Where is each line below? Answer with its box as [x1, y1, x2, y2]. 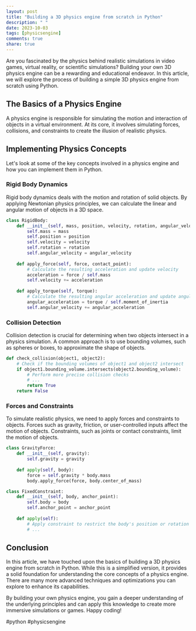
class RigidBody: [6, 217, 48, 223]
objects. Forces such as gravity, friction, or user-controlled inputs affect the [6, 421, 188, 428]
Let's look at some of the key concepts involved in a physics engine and [6, 159, 179, 167]
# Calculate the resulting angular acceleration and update [27, 294, 176, 300]
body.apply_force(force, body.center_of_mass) [27, 478, 142, 483]
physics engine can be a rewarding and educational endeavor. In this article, [6, 70, 190, 77]
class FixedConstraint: [6, 488, 64, 495]
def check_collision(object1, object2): [6, 355, 106, 361]
